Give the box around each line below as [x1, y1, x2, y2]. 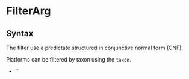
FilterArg [6, 4, 51, 18]
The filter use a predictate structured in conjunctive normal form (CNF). [6, 44, 184, 51]
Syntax [6, 28, 34, 39]
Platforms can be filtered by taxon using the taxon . [6, 56, 131, 63]
